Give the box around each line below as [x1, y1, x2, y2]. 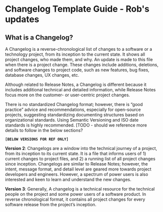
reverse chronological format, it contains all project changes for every [5, 196, 145, 202]
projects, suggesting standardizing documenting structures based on [5, 112, 144, 118]
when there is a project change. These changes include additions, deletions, [5, 62, 159, 67]
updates [5, 14, 40, 25]
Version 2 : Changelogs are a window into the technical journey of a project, [5, 146, 158, 151]
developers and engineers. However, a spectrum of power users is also [5, 171, 148, 177]
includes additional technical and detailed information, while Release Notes [5, 87, 156, 92]
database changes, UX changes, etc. [5, 72, 80, 78]
